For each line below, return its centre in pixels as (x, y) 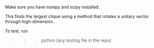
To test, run (16, 31)
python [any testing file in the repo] (76, 40)
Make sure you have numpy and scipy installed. (53, 7)
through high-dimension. (30, 22)
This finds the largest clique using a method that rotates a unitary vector (77, 16)
